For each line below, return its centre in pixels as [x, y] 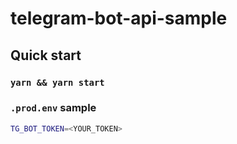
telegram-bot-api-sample [119, 18]
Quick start [46, 55]
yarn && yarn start [57, 82]
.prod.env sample [53, 108]
